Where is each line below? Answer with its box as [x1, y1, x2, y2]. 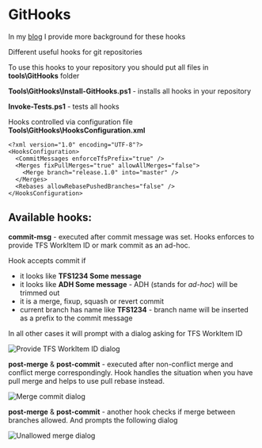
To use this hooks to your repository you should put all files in [8, 62, 209, 72]
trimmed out [19, 288, 60, 297]
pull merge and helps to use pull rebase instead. [8, 376, 165, 385]
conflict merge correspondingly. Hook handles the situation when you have [8, 367, 253, 377]
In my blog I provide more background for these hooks [8, 32, 186, 41]
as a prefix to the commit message [19, 313, 133, 323]
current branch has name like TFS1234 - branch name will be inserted [19, 304, 249, 314]
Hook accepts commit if [8, 255, 86, 265]
